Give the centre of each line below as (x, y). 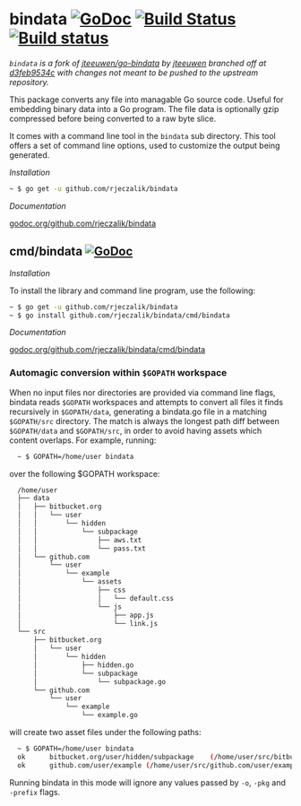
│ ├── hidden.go (83, 665)
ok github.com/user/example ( (84, 765)
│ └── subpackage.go (99, 681)
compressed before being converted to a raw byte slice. (113, 118)
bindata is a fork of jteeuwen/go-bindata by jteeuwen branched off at (138, 63)
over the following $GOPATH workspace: (85, 473)
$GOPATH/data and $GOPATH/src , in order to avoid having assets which (136, 430)
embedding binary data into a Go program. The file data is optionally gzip (144, 108)
